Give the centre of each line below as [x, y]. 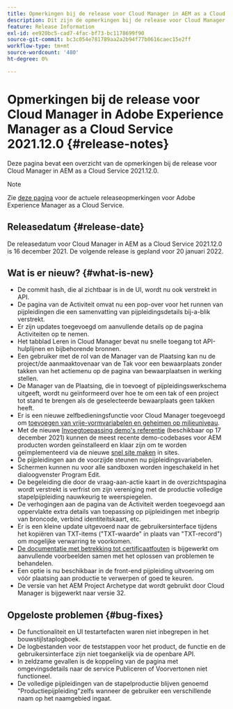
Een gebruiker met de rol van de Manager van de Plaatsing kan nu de [116, 357]
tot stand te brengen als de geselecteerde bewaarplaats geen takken [116, 400]
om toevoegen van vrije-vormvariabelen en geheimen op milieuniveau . [119, 423]
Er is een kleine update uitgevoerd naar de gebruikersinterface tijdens [117, 527]
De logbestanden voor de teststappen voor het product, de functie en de [121, 647]
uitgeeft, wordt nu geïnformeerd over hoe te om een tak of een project [118, 394]
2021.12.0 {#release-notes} [88, 144]
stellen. [28, 379]
